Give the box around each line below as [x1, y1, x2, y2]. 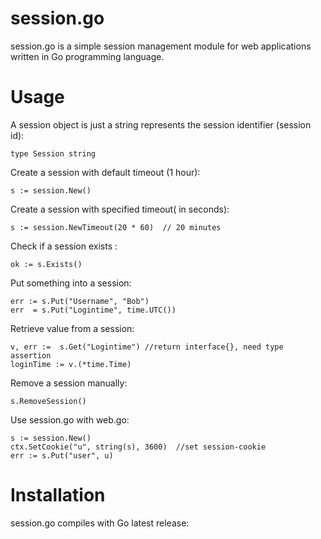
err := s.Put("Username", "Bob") [10, 296, 150, 306]
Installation [10, 484, 106, 507]
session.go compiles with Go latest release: [10, 517, 190, 529]
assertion [10, 350, 52, 361]
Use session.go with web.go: [10, 413, 130, 426]
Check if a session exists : [10, 240, 118, 252]
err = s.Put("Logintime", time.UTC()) [10, 305, 177, 315]
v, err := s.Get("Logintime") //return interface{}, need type [10, 342, 284, 352]
